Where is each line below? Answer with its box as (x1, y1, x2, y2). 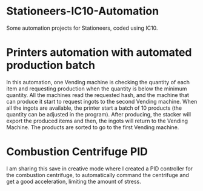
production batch (6, 59, 96, 72)
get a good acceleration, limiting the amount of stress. (6, 178, 141, 185)
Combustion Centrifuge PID (6, 145, 148, 159)
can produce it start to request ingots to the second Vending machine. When (6, 98, 198, 105)
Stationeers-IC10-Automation (6, 4, 159, 18)
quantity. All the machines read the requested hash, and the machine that (6, 91, 190, 98)
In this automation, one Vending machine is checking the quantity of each (6, 78, 190, 85)
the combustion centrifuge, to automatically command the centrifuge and (6, 171, 190, 178)
